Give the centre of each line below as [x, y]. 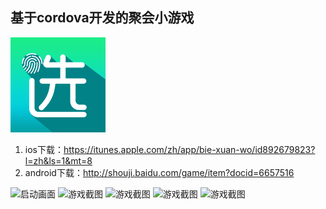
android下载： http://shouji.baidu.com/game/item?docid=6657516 [159, 172]
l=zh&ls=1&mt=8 [58, 160]
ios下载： [44, 149]
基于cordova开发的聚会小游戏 [102, 18]
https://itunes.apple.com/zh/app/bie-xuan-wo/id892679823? [189, 149]
